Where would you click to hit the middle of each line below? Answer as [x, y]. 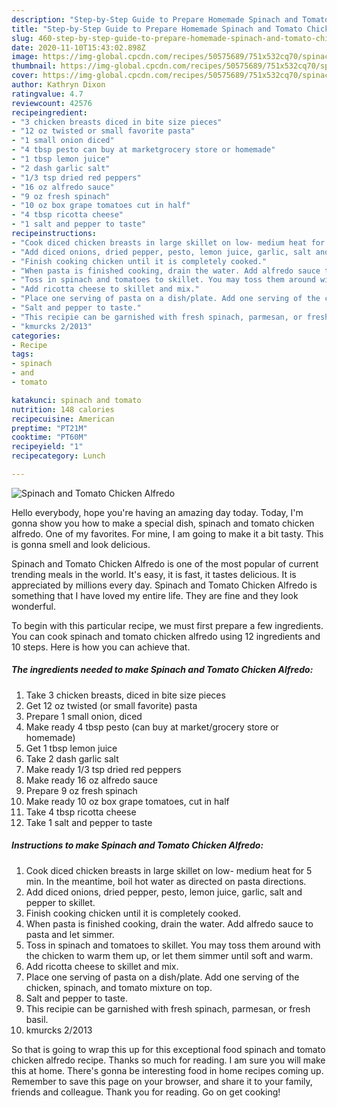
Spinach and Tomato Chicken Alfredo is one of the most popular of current [165, 563]
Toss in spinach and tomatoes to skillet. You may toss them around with [173, 945]
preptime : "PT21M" [49, 428]
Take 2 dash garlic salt [72, 758]
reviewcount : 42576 [52, 103]
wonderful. [33, 606]
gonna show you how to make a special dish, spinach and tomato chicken [163, 523]
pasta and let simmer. [70, 934]
